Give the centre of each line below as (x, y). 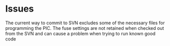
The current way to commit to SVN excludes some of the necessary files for (85, 23)
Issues (20, 9)
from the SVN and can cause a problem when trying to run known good (80, 33)
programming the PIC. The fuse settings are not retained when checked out (85, 28)
